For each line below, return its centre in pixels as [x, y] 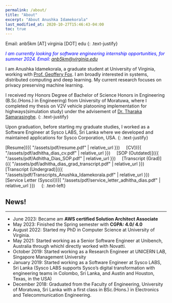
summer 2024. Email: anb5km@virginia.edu [52, 59]
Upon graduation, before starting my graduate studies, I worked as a [78, 127]
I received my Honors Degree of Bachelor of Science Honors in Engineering [85, 95]
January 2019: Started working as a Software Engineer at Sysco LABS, [87, 262]
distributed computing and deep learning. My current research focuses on [83, 80]
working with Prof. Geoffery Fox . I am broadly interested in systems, [77, 74]
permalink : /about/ [26, 10]
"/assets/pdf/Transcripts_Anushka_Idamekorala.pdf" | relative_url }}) [78, 175]
